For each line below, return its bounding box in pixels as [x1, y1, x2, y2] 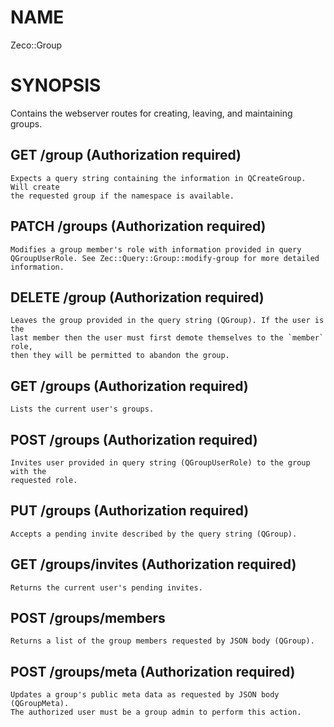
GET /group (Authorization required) [10, 147, 242, 164]
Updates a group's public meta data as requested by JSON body [10, 690, 280, 700]
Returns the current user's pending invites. [10, 582, 203, 593]
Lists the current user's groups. [10, 404, 155, 415]
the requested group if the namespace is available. [10, 191, 235, 201]
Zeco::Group [10, 39, 63, 51]
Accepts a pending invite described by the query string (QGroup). [10, 529, 298, 539]
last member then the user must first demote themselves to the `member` [10, 333, 325, 343]
